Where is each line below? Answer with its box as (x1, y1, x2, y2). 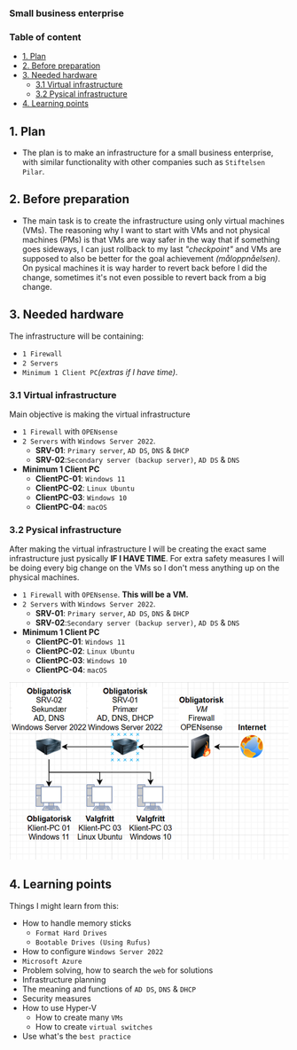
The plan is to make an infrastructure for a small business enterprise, (21, 147, 274, 158)
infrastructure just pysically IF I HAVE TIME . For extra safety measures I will (9, 553, 285, 564)
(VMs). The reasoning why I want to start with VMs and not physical (21, 224, 270, 235)
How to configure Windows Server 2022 (21, 945, 164, 956)
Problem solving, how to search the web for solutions (21, 965, 214, 976)
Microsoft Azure (21, 957, 82, 966)
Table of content (9, 30, 82, 43)
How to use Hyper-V (21, 1002, 98, 1013)
